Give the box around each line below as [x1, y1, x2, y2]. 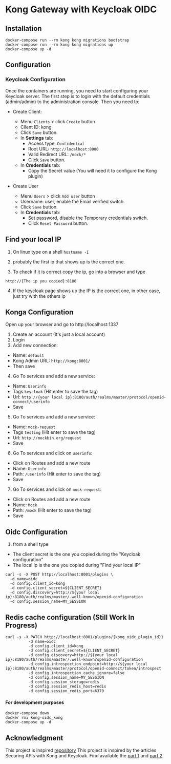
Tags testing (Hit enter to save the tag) [12, 429, 96, 435]
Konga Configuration [5, 308, 74, 316]
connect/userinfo [12, 399, 50, 405]
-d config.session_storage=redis [28, 679, 100, 684]
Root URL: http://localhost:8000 [28, 145, 99, 152]
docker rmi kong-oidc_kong [5, 715, 63, 720]
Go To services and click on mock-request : [12, 486, 102, 492]
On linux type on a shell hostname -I [12, 249, 89, 255]
